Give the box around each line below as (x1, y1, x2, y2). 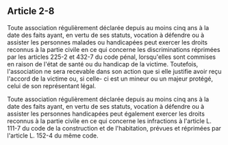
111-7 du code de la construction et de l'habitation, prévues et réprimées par (7, 124, 221, 132)
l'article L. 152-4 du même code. (7, 131, 99, 140)
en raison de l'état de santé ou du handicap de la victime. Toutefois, (7, 60, 199, 68)
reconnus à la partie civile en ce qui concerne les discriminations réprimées (7, 45, 220, 53)
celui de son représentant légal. (7, 81, 97, 90)
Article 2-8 (7, 5, 55, 17)
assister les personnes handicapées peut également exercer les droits (7, 109, 205, 118)
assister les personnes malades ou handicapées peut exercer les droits (7, 38, 207, 47)
